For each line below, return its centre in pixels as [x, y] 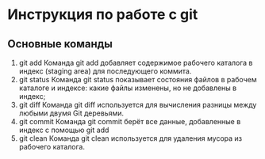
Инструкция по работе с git [103, 15]
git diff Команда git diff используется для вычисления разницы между [138, 105]
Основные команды [60, 44]
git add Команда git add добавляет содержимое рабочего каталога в [136, 62]
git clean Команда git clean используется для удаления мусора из [131, 138]
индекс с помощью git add [64, 130]
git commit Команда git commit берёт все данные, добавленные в [130, 121]
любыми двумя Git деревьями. [71, 113]
